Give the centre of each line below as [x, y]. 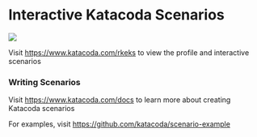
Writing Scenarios [44, 82]
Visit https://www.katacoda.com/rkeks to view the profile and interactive [129, 52]
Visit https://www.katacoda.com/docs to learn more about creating [120, 100]
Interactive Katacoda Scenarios [116, 15]
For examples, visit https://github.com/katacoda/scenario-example [119, 124]
